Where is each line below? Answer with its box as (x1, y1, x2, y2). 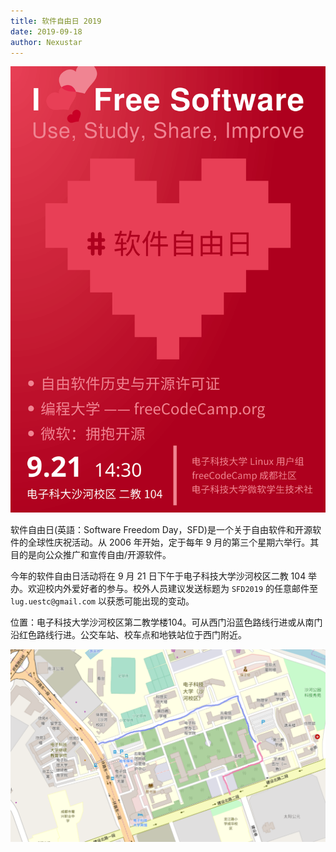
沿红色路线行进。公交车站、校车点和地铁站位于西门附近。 (10, 629, 247, 641)
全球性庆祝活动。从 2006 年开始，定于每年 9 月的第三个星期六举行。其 (27, 536, 320, 549)
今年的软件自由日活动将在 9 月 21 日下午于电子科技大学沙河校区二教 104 (10, 570, 307, 582)
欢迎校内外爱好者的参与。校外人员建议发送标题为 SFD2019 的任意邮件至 (27, 583, 318, 595)
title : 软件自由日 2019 (10, 16, 102, 26)
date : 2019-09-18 (10, 26, 83, 37)
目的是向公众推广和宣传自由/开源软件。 (10, 549, 172, 561)
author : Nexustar (10, 37, 83, 47)
